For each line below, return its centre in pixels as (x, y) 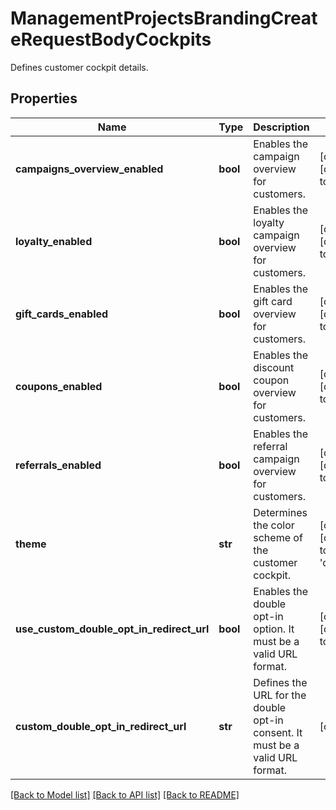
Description (281, 127)
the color (274, 525)
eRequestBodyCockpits (111, 39)
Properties (44, 98)
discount (274, 367)
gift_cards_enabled (62, 314)
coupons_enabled (59, 386)
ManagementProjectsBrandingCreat (164, 18)
